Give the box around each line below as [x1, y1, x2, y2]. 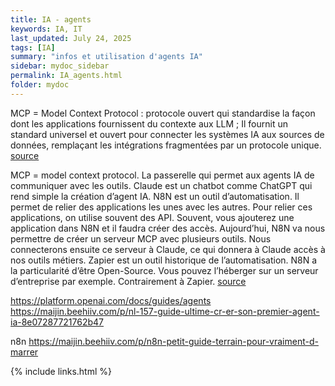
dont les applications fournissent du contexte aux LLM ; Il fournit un [10, 117, 288, 130]
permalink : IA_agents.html [10, 71, 123, 81]
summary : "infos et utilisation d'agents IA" [10, 52, 203, 62]
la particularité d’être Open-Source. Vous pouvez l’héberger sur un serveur [10, 264, 319, 276]
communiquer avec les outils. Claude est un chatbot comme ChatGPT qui [10, 179, 313, 191]
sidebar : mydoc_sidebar [10, 61, 110, 71]
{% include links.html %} [10, 365, 112, 377]
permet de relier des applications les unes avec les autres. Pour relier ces [10, 201, 313, 213]
